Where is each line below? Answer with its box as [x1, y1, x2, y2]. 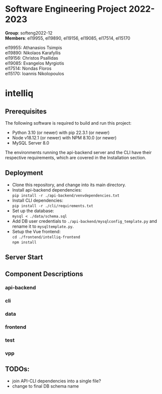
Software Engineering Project [5, 3, 127, 15]
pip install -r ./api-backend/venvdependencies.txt [12, 193, 120, 198]
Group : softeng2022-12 [5, 30, 53, 36]
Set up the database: [12, 208, 55, 214]
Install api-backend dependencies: [12, 187, 82, 193]
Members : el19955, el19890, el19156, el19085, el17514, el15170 [5, 35, 131, 41]
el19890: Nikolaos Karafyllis [5, 50, 61, 56]
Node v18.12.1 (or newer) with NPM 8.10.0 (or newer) [12, 134, 117, 140]
